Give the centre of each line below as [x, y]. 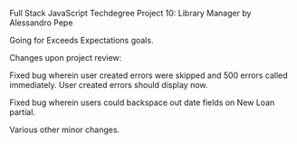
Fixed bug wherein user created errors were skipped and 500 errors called [148, 75]
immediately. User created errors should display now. [109, 85]
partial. [23, 112]
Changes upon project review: [66, 58]
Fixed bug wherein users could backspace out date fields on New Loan [142, 102]
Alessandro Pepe [41, 23]
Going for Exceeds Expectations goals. [81, 40]
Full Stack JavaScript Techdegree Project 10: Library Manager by [130, 13]
